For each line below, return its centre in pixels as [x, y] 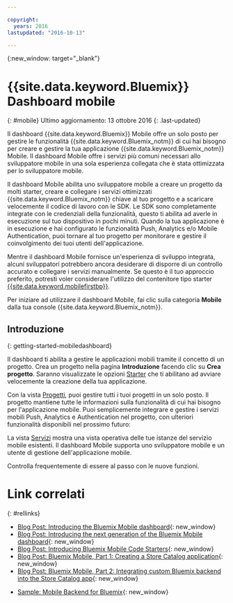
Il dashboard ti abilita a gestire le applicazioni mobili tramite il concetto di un [116, 359]
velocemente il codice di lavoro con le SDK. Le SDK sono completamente [112, 206]
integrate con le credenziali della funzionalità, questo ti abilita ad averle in [112, 214]
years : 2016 [31, 26]
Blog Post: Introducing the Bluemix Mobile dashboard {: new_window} [116, 527]
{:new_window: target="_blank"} [54, 58]
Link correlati [46, 494]
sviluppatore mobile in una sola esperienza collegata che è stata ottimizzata [116, 163]
